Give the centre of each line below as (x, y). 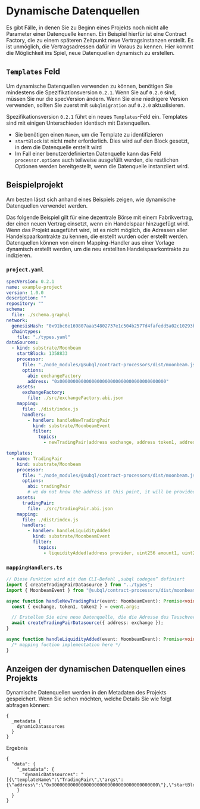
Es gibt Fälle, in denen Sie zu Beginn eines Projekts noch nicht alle (87, 27)
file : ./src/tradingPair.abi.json (70, 508)
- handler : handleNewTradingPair (69, 420)
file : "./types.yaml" (43, 337)
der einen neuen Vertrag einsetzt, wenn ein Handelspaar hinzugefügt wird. (98, 223)
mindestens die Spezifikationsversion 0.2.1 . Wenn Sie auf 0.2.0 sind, (91, 92)
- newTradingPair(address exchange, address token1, (110, 443)
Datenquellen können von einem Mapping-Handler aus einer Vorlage (90, 242)
